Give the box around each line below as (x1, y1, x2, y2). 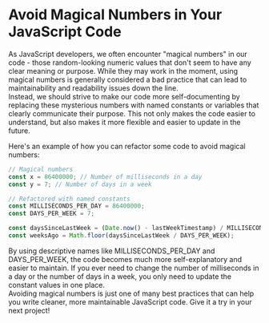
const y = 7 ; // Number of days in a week (8, 180, 152, 188)
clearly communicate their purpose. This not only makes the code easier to (8, 108, 256, 118)
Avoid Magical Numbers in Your (8, 6, 223, 24)
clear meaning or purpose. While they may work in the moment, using (8, 66, 239, 75)
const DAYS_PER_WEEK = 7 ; (8, 210, 94, 218)
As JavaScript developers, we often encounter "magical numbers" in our (8, 49, 248, 59)
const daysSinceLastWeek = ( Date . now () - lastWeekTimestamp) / (8, 224, 224, 232)
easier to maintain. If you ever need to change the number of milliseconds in (8, 263, 259, 273)
